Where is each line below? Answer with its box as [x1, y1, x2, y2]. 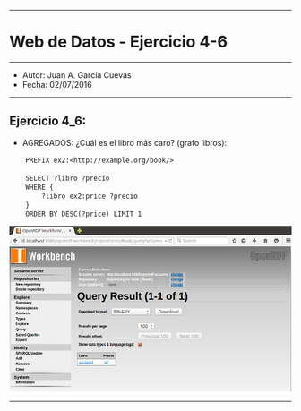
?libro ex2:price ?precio [41, 192, 139, 201]
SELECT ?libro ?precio [25, 174, 110, 183]
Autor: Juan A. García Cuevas [21, 69, 132, 81]
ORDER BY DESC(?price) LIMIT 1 [25, 210, 142, 218]
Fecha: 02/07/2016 [21, 79, 92, 90]
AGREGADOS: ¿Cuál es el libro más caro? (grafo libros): [21, 137, 228, 148]
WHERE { [25, 183, 54, 192]
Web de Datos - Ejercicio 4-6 [9, 32, 228, 52]
